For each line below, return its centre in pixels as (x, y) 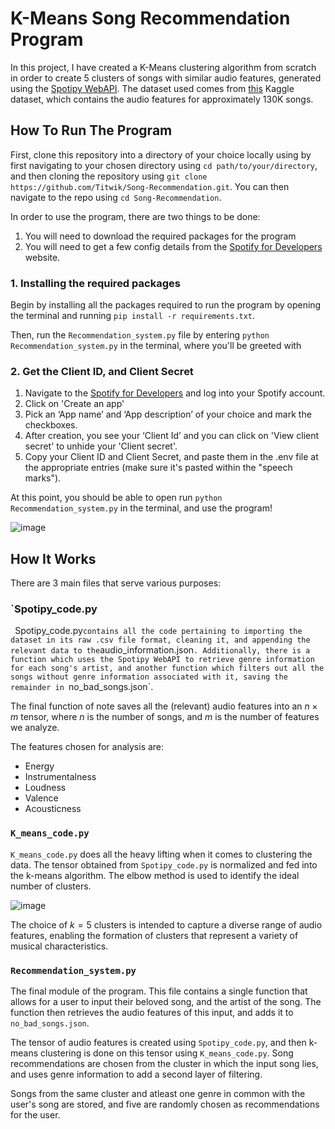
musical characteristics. (59, 946)
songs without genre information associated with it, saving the (149, 677)
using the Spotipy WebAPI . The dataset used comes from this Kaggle (152, 88)
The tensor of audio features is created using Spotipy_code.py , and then (158, 1043)
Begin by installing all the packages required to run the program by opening (166, 305)
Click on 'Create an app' (74, 404)
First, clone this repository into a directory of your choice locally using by (161, 154)
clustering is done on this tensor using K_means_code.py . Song (167, 1053)
